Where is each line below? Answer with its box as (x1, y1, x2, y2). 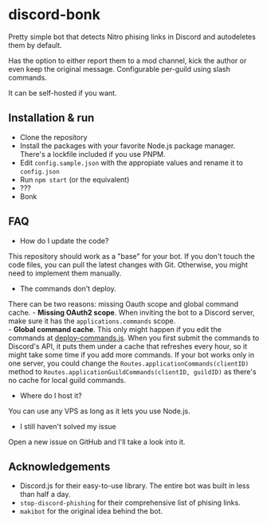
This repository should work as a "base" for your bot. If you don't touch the (8, 251, 255, 260)
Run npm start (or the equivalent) (19, 174, 130, 184)
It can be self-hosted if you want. (8, 88, 117, 97)
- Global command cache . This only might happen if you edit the (8, 324, 222, 334)
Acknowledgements (8, 459, 111, 473)
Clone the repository (19, 132, 88, 142)
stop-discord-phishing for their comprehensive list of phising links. (19, 498, 241, 507)
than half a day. (19, 490, 71, 499)
